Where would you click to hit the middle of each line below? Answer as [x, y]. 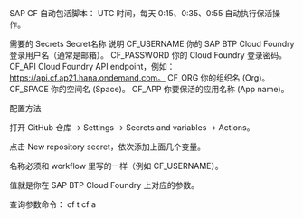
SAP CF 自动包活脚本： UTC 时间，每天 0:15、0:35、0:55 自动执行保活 [141, 13]
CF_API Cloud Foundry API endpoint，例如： [92, 66]
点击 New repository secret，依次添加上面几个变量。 [108, 147]
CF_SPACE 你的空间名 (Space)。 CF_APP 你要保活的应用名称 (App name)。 [149, 89]
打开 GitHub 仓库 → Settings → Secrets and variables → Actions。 [132, 128]
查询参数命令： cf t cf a [53, 204]
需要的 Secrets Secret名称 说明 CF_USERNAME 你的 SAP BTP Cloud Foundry [152, 44]
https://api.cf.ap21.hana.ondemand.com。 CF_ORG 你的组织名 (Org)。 [140, 78]
